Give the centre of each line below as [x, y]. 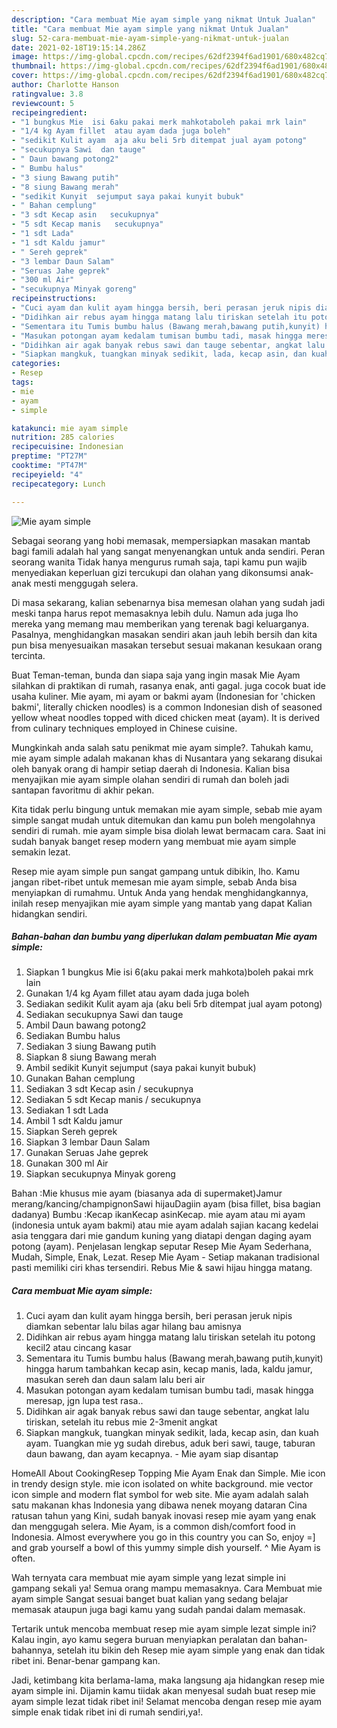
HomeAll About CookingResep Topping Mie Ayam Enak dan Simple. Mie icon [168, 1473]
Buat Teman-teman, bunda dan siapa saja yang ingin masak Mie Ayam [156, 675]
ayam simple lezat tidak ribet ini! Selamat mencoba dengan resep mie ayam [167, 1702]
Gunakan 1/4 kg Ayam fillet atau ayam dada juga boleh [137, 993]
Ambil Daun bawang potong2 [86, 1025]
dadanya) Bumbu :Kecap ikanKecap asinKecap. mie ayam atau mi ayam [158, 1215]
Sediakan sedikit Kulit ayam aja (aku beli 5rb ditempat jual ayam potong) [174, 1004]
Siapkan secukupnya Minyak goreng [100, 1174]
